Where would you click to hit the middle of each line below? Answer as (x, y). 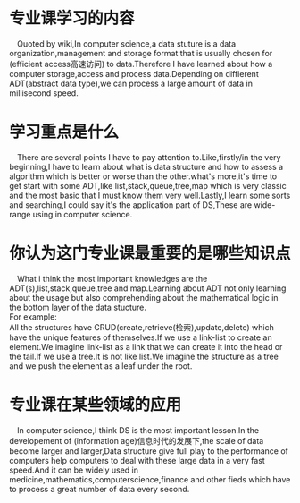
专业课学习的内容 (72, 18)
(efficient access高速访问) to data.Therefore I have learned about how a (141, 64)
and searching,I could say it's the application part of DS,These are (131, 205)
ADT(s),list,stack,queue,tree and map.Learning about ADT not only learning (148, 288)
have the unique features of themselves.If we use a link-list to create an (141, 337)
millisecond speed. (44, 93)
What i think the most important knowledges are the (112, 278)
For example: (33, 316)
